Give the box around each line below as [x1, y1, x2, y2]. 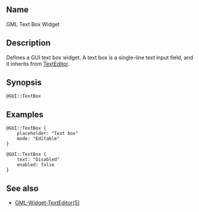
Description [6, 38, 51, 48]
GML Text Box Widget [6, 20, 60, 27]
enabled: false [17, 162, 55, 168]
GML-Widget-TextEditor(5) [14, 199, 80, 207]
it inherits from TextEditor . [6, 60, 70, 67]
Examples [6, 109, 43, 119]
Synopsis [6, 78, 42, 88]
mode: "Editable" [17, 136, 60, 142]
